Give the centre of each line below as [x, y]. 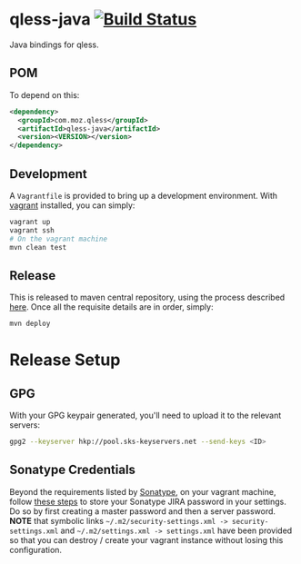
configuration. [35, 549]
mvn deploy [30, 324]
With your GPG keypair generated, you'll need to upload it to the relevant [145, 416]
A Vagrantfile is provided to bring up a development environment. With [144, 195]
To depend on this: [45, 94]
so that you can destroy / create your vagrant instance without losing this [146, 539]
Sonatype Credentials [73, 470]
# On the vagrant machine [58, 239]
